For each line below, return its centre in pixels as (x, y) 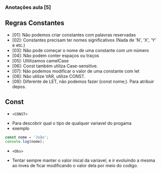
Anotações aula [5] (28, 7)
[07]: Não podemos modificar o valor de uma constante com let (76, 71)
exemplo (21, 128)
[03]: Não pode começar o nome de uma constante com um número (80, 50)
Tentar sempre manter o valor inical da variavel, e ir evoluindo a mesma (84, 160)
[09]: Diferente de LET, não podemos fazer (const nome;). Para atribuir (83, 81)
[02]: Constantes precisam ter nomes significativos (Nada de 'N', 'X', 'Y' (84, 40)
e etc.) (18, 45)
